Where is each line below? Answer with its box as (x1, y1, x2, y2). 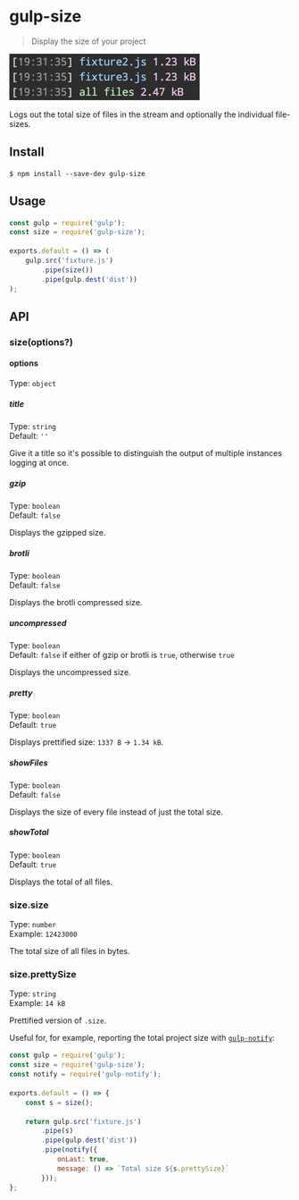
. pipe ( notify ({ (41, 1145, 98, 1154)
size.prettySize (9, 968, 78, 981)
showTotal (9, 827, 49, 838)
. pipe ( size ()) (41, 266, 94, 275)
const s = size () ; (25, 1098, 94, 1107)
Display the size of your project (30, 36, 146, 46)
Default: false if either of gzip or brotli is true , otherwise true (9, 649, 235, 660)
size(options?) (9, 335, 73, 348)
